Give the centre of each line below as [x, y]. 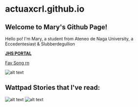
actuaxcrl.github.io [45, 9]
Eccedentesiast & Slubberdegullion [40, 44]
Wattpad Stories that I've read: [53, 88]
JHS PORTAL [18, 53]
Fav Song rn [17, 63]
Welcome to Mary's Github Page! [56, 27]
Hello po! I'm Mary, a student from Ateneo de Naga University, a [69, 39]
